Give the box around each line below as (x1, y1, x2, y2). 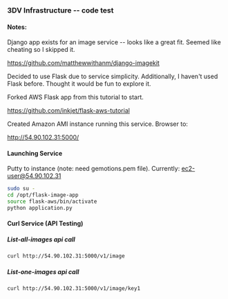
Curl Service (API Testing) (7, 219, 84, 228)
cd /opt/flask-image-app (7, 192, 79, 199)
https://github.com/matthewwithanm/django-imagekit (7, 59, 160, 67)
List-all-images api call (7, 235, 76, 244)
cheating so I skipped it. (7, 46, 75, 54)
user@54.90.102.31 (7, 172, 61, 180)
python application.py (7, 204, 73, 211)
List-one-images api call (7, 267, 79, 275)
